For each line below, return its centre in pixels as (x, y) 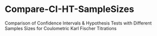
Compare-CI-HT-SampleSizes (69, 9)
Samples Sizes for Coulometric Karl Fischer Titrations (61, 28)
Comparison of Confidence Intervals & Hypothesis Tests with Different (78, 23)
